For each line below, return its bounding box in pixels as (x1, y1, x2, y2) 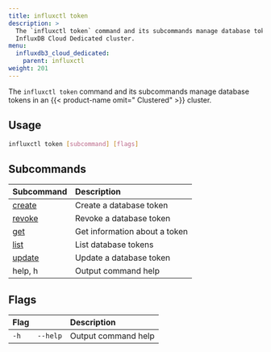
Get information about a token (75, 226, 188, 237)
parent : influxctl (23, 57, 85, 65)
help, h (12, 266, 39, 277)
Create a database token (75, 199, 169, 211)
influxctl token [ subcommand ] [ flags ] (8, 140, 139, 148)
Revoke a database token (75, 213, 171, 224)
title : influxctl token (8, 11, 89, 20)
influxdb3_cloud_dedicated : (15, 49, 110, 57)
